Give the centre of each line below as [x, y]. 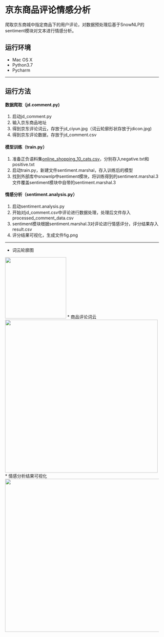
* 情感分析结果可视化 [26, 476]
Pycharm [21, 70]
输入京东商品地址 [29, 122]
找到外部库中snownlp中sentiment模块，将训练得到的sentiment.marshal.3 [85, 176]
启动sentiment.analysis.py [38, 206]
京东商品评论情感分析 [48, 10]
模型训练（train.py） [26, 147]
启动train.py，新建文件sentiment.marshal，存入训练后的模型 [72, 170]
